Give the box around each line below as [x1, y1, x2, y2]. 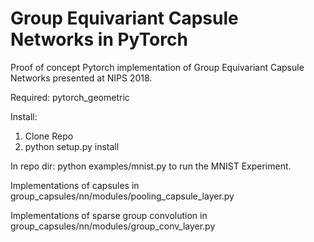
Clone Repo [24, 130, 74, 142]
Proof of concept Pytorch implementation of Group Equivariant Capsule [10, 61, 305, 73]
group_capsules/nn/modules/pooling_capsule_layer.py [10, 190, 235, 202]
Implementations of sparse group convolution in [10, 209, 208, 221]
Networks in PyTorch [10, 28, 188, 51]
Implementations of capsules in [10, 179, 140, 191]
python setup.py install [24, 140, 120, 152]
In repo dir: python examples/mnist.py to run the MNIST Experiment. [10, 160, 292, 172]
